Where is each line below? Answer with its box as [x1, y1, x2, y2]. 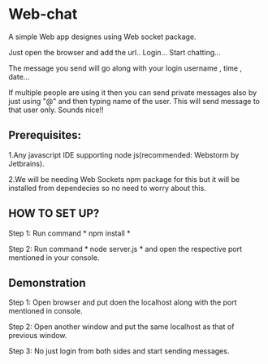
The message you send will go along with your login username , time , [8, 63, 242, 73]
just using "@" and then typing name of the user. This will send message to [8, 96, 260, 106]
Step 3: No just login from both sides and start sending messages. [8, 346, 230, 356]
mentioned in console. [8, 306, 83, 316]
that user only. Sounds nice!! [8, 105, 104, 115]
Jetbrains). [8, 158, 45, 168]
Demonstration [8, 275, 87, 289]
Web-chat [8, 5, 78, 24]
